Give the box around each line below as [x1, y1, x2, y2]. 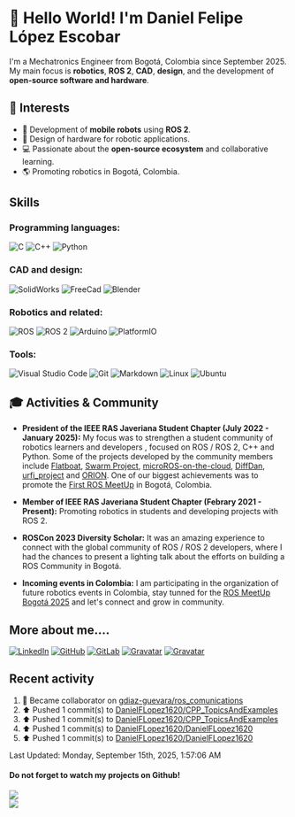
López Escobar [9, 27, 121, 47]
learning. [21, 156, 55, 166]
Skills [9, 195, 40, 211]
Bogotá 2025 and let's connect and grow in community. [21, 597, 225, 607]
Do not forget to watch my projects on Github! [9, 770, 181, 781]
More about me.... [9, 622, 110, 637]
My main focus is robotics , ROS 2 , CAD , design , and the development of [9, 66, 275, 76]
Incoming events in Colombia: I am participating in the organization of [21, 578, 279, 589]
